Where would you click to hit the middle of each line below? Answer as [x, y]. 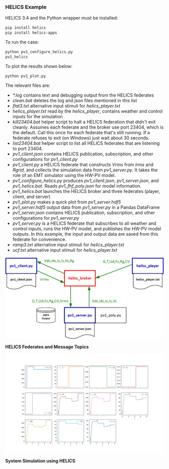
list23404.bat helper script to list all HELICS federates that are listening [86, 143]
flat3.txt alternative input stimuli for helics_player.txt [66, 106]
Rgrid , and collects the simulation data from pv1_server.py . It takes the [85, 170]
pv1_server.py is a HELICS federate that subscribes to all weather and [84, 223]
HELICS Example [26, 7]
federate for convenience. [39, 239]
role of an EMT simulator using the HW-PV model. [64, 175]
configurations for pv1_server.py [46, 218]
